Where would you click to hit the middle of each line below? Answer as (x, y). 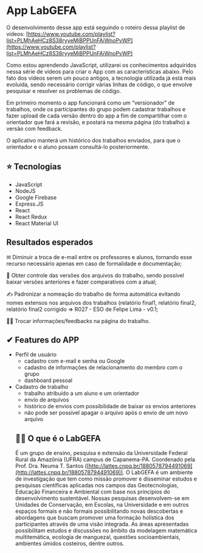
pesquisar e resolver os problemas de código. (64, 91)
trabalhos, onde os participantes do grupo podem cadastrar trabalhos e (96, 109)
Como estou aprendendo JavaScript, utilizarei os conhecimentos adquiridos (101, 65)
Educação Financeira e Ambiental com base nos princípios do (92, 492)
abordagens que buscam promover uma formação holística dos (95, 518)
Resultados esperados (50, 242)
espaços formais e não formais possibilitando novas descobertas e (99, 511)
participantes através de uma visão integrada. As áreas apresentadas (102, 524)
